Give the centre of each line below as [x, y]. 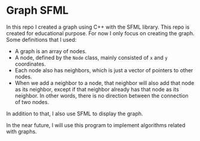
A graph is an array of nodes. [51, 51]
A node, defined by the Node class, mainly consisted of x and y [91, 57]
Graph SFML [37, 10]
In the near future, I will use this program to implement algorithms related [96, 125]
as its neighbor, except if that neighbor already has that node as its [97, 89]
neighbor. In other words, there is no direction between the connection [102, 96]
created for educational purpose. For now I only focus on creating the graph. [100, 33]
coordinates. [30, 64]
